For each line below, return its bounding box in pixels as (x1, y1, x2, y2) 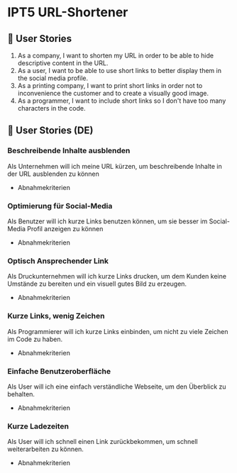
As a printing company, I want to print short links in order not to (17, 82, 203, 89)
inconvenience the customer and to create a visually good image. (17, 89, 209, 97)
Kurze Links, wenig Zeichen (7, 311, 105, 321)
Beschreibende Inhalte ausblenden (7, 146, 131, 156)
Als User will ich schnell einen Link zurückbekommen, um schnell (7, 438, 198, 446)
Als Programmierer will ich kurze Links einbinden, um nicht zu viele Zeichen (7, 327, 228, 335)
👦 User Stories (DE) (7, 125, 94, 137)
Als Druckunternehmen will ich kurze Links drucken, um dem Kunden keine (7, 272, 227, 281)
